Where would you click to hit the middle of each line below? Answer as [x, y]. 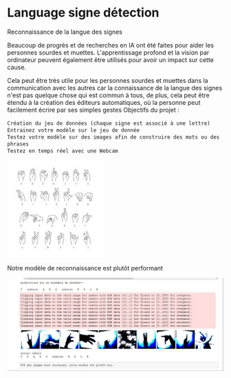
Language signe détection [83, 13]
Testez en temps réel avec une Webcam [63, 151]
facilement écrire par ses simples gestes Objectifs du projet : [93, 110]
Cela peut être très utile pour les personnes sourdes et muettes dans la [108, 80]
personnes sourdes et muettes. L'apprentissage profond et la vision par [108, 52]
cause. [16, 67]
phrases [18, 144]
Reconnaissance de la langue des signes [65, 32]
